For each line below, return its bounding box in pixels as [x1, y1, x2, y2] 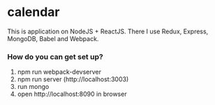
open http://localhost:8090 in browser [17, 90, 127, 98]
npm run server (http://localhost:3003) [17, 75, 129, 83]
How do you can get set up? [7, 51, 103, 61]
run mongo [17, 83, 50, 91]
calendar [7, 4, 61, 20]
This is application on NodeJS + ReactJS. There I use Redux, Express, [7, 27, 209, 35]
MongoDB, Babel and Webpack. [7, 34, 99, 42]
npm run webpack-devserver [17, 67, 101, 76]
